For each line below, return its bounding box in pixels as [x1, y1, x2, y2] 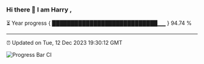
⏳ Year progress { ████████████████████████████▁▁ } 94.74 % [6, 19, 192, 27]
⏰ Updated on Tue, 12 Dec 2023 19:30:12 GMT [6, 39, 123, 46]
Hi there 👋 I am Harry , [6, 5, 72, 14]
